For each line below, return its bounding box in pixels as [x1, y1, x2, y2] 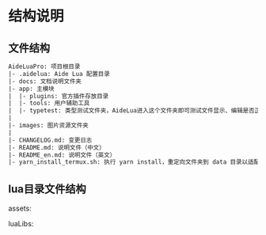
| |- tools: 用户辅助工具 [8, 100, 90, 108]
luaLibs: [8, 219, 34, 229]
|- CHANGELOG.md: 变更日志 [8, 136, 93, 144]
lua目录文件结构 [8, 182, 86, 195]
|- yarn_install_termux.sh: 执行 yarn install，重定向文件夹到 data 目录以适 [8, 158, 254, 166]
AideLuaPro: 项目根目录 [8, 63, 81, 70]
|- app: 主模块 [8, 85, 55, 93]
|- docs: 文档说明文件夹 [8, 77, 82, 85]
